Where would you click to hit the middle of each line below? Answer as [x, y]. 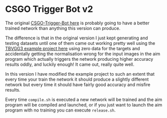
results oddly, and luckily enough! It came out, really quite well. [70, 64]
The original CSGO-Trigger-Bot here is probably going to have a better [77, 23]
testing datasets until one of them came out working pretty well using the [80, 43]
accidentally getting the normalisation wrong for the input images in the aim [83, 54]
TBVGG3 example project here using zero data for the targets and [73, 48]
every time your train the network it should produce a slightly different [77, 79]
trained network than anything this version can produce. [63, 28]
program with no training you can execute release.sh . [60, 110]
